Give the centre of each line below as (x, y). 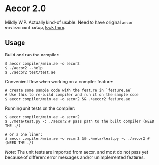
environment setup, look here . (35, 27)
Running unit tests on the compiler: (40, 108)
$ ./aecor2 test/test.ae (30, 72)
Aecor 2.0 (26, 9)
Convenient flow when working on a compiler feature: (59, 81)
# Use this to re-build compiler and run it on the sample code (72, 95)
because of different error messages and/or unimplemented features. (75, 157)
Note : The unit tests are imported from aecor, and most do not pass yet (77, 152)
